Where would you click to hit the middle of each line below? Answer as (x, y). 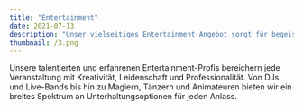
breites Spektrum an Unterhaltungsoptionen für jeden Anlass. (123, 97)
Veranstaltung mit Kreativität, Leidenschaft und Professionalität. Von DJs (144, 78)
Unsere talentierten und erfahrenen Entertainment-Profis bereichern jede (145, 68)
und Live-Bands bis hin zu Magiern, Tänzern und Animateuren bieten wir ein (151, 87)
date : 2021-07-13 (42, 26)
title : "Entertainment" (54, 17)
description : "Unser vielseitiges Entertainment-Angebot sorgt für (139, 34)
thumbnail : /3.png (44, 42)
